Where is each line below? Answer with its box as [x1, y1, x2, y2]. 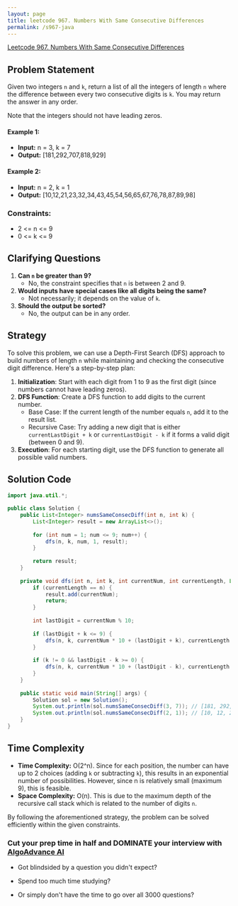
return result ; [33, 558, 78, 565]
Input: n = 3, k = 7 [17, 143, 71, 152]
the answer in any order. [7, 97, 78, 107]
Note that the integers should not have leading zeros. [7, 111, 163, 120]
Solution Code [7, 473, 72, 485]
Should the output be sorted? [17, 301, 106, 310]
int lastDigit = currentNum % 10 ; [33, 617, 135, 625]
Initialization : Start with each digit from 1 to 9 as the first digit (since [17, 377, 217, 386]
